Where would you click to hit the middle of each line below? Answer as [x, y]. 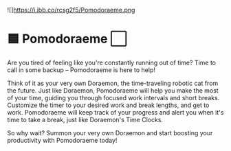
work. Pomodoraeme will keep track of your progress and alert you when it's [115, 112]
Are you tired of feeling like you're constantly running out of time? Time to [112, 62]
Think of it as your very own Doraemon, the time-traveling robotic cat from [113, 83]
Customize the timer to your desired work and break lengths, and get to [108, 105]
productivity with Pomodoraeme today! [62, 140]
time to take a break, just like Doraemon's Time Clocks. [85, 119]
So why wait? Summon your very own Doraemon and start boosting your [110, 132]
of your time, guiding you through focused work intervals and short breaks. [113, 97]
